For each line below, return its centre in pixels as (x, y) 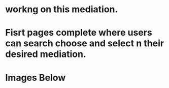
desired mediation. (46, 54)
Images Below (36, 78)
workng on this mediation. (62, 9)
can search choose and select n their (84, 43)
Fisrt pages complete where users (79, 33)
